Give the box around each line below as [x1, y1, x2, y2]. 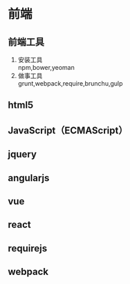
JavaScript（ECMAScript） [8, 124, 128, 136]
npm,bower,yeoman [17, 64, 75, 71]
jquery [8, 149, 37, 160]
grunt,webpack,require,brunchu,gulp [17, 79, 123, 87]
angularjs [8, 172, 50, 184]
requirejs [8, 243, 48, 254]
